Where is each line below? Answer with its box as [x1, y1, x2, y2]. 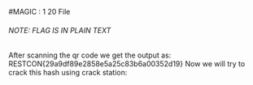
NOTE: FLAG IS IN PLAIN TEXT [8, 25, 111, 35]
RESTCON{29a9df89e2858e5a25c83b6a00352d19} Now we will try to [8, 59, 246, 69]
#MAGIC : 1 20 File [8, 7, 71, 16]
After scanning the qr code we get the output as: [8, 50, 172, 60]
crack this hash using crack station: [8, 68, 128, 78]
